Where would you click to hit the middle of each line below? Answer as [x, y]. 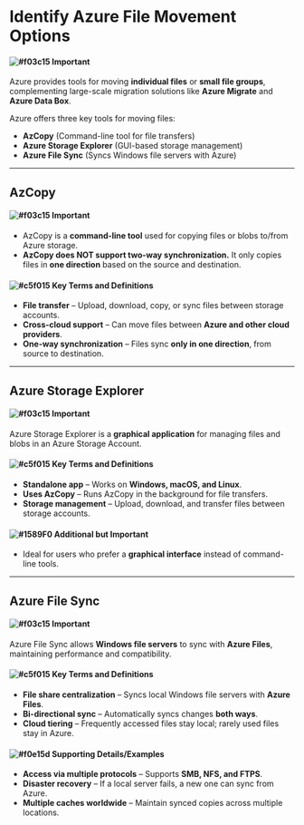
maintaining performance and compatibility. [90, 654]
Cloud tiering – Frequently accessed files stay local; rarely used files [151, 723]
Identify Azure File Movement [123, 17]
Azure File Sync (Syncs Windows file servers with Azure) [129, 155]
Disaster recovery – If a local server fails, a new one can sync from [148, 784]
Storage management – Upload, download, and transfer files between [153, 503]
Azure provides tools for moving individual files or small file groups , [138, 82]
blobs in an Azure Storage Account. [76, 443]
